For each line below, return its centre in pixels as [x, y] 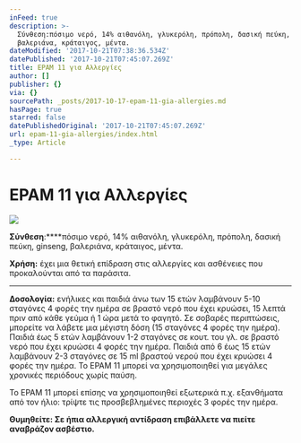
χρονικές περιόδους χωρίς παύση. [73, 375]
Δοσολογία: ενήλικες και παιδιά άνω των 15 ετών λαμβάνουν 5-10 [135, 299]
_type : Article [38, 143]
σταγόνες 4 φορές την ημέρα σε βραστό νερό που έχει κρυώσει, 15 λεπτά [148, 308]
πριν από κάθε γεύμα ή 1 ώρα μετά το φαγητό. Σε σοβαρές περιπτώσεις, [145, 317]
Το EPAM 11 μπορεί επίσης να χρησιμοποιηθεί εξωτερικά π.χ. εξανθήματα [146, 392]
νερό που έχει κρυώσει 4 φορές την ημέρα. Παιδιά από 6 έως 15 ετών [140, 346]
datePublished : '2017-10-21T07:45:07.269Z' [92, 59]
